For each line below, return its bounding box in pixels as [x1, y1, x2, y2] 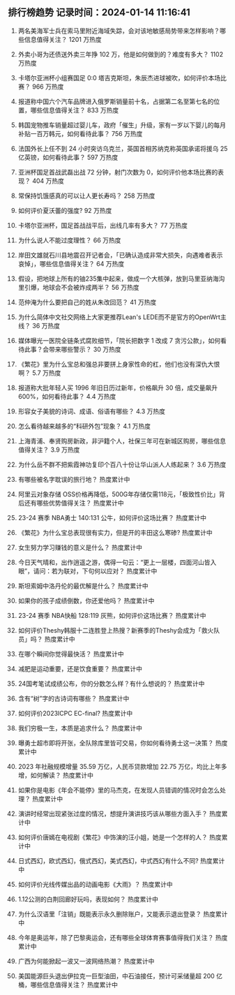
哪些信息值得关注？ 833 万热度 [30, 105, 119, 114]
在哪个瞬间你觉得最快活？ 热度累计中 [17, 649, 124, 658]
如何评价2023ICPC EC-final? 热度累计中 [17, 709, 133, 717]
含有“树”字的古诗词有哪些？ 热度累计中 [17, 694, 130, 702]
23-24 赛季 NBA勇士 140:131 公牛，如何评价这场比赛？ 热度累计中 [17, 513, 207, 522]
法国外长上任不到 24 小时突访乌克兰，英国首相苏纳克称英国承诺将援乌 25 [17, 144, 228, 152]
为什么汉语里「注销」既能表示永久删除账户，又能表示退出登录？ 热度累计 [17, 910, 228, 918]
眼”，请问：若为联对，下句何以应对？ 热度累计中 [17, 566, 158, 575]
